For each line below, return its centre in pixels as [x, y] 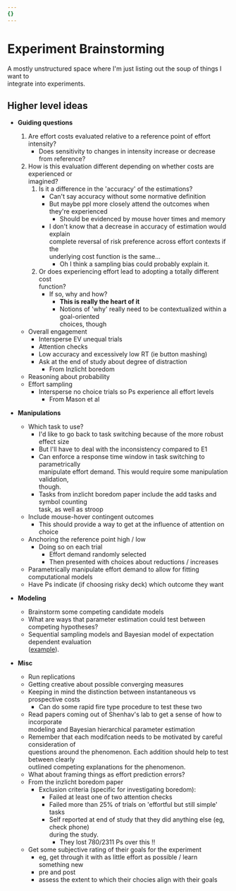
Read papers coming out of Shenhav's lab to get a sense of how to [125, 714]
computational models [60, 577]
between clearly [51, 759]
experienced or [50, 174]
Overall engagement [57, 332]
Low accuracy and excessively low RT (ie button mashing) [123, 354]
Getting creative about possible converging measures [106, 685]
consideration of [52, 745]
